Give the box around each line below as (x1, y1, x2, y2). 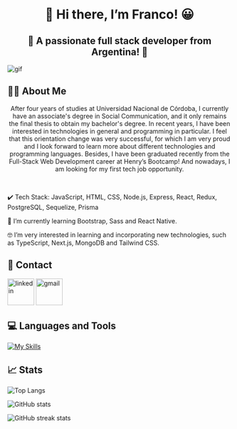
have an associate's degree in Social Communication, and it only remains (12, 112, 227, 120)
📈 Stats (7, 364, 43, 376)
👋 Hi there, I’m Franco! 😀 (45, 6, 194, 23)
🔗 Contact (7, 259, 53, 271)
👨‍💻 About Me (7, 85, 67, 97)
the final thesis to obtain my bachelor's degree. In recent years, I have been (9, 119, 231, 127)
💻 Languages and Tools (7, 320, 116, 332)
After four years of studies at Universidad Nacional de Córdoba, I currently (10, 104, 229, 112)
